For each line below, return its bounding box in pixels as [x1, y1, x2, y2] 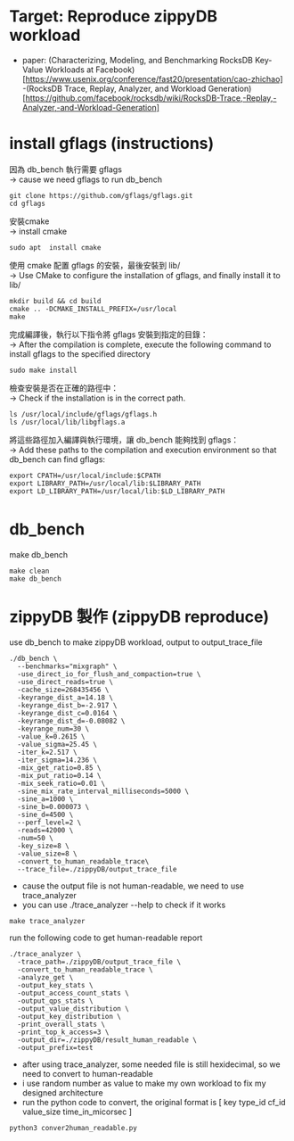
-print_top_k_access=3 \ [17, 1028, 110, 1037]
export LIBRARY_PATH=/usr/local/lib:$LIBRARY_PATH [9, 479, 201, 488]
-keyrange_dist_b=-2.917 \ [17, 700, 118, 710]
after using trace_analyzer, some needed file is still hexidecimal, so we [21, 1059, 281, 1070]
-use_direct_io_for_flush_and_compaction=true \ [17, 669, 201, 679]
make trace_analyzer [9, 916, 86, 925]
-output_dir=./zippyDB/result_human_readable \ [17, 1035, 198, 1045]
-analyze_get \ [17, 972, 74, 982]
